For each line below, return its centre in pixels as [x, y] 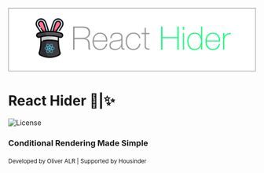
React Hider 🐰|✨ [62, 100]
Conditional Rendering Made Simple [78, 143]
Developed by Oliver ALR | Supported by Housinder [77, 161]
